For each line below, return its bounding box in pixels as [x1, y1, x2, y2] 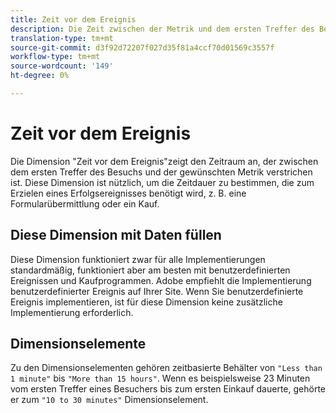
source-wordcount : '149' [10, 61, 114, 71]
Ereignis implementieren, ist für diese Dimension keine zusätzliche [10, 296, 283, 308]
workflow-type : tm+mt [10, 52, 101, 62]
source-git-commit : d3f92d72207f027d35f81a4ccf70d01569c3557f [10, 42, 275, 53]
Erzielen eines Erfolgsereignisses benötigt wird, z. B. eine [10, 187, 247, 199]
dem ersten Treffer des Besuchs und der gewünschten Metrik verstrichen [10, 166, 313, 178]
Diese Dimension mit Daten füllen [10, 227, 222, 244]
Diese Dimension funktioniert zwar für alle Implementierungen [10, 253, 266, 265]
